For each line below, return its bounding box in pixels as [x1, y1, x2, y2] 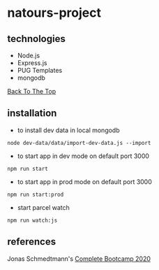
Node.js [17, 51, 40, 59]
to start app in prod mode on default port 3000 [17, 177, 152, 186]
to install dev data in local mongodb [17, 126, 120, 134]
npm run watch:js [7, 217, 58, 224]
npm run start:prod [7, 191, 64, 198]
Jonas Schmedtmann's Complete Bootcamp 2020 [7, 254, 151, 263]
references [7, 236, 56, 248]
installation [7, 107, 57, 120]
